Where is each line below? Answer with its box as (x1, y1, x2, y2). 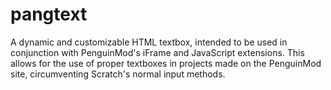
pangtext (10, 3, 88, 26)
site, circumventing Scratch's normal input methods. (10, 68, 226, 80)
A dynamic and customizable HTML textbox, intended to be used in (10, 36, 288, 48)
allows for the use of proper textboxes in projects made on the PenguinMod (10, 57, 322, 69)
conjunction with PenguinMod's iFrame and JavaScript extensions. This (10, 46, 305, 58)
